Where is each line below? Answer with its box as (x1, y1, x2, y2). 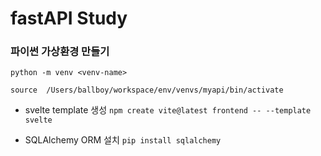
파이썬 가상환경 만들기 (10, 45, 110, 59)
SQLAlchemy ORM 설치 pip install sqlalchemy (24, 134, 222, 146)
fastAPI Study (10, 7, 128, 30)
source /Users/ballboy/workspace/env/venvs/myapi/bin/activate (10, 85, 284, 96)
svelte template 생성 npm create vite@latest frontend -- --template (24, 104, 312, 116)
